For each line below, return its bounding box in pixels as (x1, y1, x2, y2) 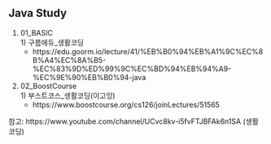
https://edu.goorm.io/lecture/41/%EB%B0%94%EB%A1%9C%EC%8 (32, 46, 264, 56)
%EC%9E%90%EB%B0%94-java (32, 72, 146, 82)
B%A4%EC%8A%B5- (32, 55, 107, 65)
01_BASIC (20, 28, 53, 37)
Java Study (8, 6, 68, 20)
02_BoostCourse (20, 81, 77, 91)
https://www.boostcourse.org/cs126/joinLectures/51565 (32, 100, 220, 109)
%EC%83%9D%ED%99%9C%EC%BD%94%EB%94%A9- (32, 64, 232, 74)
